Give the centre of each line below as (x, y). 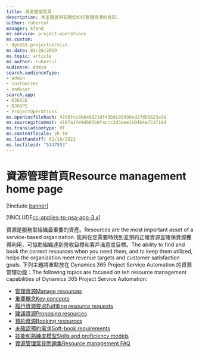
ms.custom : (20, 39)
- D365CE (17, 100)
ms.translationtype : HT (36, 128)
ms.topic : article (29, 56)
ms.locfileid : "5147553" (37, 145)
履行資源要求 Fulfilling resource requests (64, 306)
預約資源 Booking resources (48, 321)
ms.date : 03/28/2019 (32, 51)
